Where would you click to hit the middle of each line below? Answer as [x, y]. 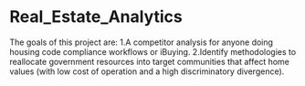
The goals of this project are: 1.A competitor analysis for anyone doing [142, 42]
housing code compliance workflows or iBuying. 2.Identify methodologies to [153, 51]
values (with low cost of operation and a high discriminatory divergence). [147, 71]
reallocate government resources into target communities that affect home [149, 61]
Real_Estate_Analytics [96, 17]
